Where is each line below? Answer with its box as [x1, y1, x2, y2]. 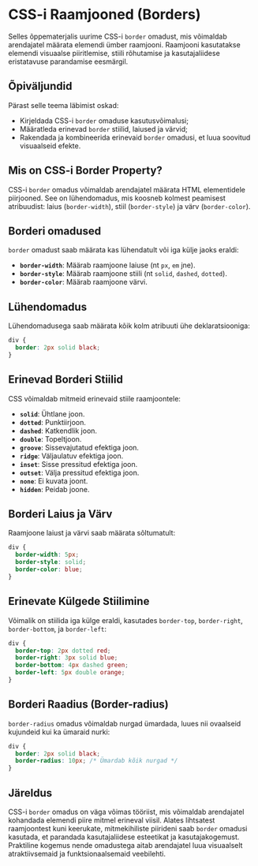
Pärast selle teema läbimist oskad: [8, 100, 119, 110]
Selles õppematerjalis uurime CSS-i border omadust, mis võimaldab [8, 32, 227, 41]
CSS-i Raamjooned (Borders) [8, 6, 201, 24]
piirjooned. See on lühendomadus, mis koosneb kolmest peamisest [8, 193, 226, 203]
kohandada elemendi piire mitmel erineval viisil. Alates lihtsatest [8, 816, 215, 825]
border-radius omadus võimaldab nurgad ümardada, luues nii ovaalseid [8, 719, 241, 728]
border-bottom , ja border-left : [8, 624, 107, 633]
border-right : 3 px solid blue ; [15, 654, 118, 662]
